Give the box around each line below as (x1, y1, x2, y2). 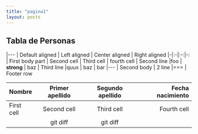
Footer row (6, 70, 32, 77)
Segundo (97, 84, 123, 92)
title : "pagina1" (6, 8, 49, 15)
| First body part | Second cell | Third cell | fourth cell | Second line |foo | (6, 58, 183, 65)
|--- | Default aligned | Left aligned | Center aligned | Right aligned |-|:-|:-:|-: (6, 51, 190, 59)
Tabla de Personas (6, 36, 75, 46)
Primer (49, 84, 69, 92)
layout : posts (6, 14, 41, 20)
